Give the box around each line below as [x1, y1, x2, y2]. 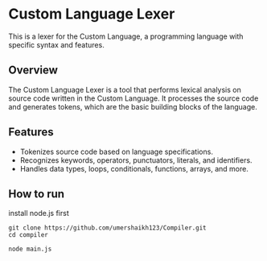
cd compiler [8, 231, 48, 239]
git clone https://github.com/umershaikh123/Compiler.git [8, 224, 207, 232]
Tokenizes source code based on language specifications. [19, 147, 213, 156]
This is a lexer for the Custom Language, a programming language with [8, 31, 244, 41]
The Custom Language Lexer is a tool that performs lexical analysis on [8, 85, 241, 94]
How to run [8, 187, 65, 201]
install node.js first [8, 209, 70, 218]
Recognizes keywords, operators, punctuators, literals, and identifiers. [19, 155, 253, 165]
